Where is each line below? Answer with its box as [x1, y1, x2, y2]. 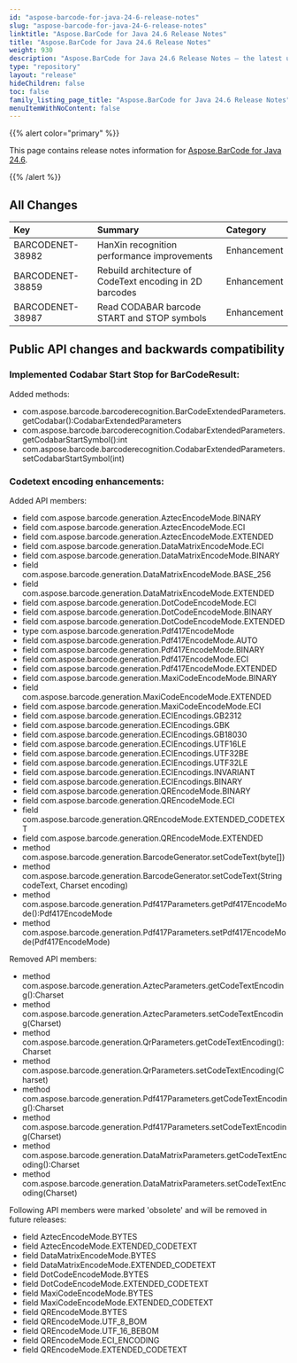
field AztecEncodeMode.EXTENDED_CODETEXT [21, 1241, 198, 1251]
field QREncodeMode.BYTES [21, 1307, 128, 1318]
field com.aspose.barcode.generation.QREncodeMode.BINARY [21, 786, 251, 796]
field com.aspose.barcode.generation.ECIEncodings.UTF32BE [21, 748, 249, 759]
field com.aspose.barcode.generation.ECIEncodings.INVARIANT [21, 767, 256, 778]
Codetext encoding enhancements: [9, 475, 165, 488]
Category [225, 223, 267, 236]
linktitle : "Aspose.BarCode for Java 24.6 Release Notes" [9, 29, 227, 38]
